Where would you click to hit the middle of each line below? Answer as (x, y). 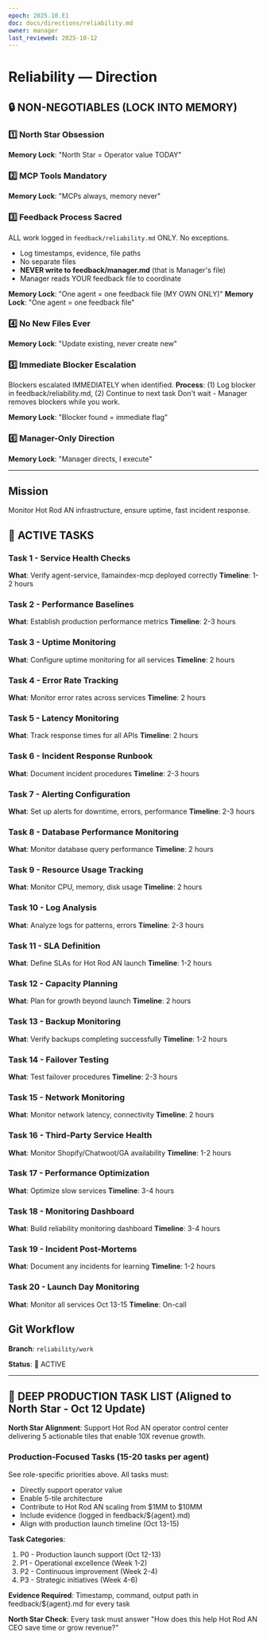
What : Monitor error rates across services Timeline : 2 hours (107, 698)
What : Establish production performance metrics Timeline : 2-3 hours (122, 622)
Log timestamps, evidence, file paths (80, 253)
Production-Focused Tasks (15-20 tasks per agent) (108, 1457)
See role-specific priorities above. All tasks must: (89, 1474)
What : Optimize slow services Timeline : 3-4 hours (91, 1191)
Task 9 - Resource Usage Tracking (76, 870)
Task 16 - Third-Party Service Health (80, 1136)
